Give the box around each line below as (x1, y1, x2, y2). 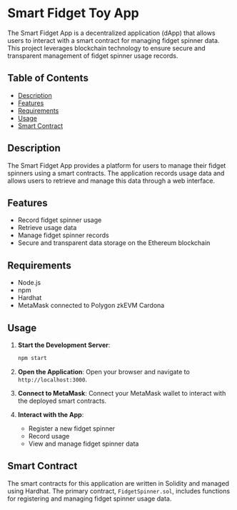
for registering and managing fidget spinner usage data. (7, 494, 172, 503)
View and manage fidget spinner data (28, 439, 139, 448)
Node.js (17, 279, 41, 287)
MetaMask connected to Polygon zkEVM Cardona (17, 301, 165, 310)
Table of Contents (7, 72, 89, 84)
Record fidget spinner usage (17, 216, 102, 224)
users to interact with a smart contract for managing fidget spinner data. (7, 36, 220, 44)
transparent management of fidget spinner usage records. (7, 51, 178, 60)
